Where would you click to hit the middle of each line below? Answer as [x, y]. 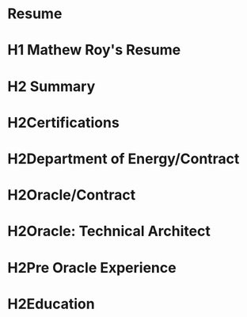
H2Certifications [63, 122]
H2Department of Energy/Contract [123, 158]
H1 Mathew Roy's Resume [94, 50]
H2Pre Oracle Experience [92, 267]
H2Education [51, 304]
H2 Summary [51, 86]
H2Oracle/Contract [72, 195]
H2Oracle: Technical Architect [109, 231]
